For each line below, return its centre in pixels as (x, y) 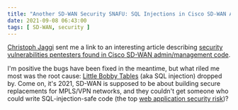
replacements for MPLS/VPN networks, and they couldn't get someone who (118, 91)
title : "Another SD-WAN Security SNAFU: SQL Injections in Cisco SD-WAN (117, 14)
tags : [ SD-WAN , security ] (49, 27)
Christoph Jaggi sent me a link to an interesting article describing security (115, 48)
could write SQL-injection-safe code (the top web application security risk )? (118, 99)
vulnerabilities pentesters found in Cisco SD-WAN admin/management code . (119, 55)
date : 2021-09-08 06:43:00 (47, 21)
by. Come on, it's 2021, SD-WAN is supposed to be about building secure (114, 84)
